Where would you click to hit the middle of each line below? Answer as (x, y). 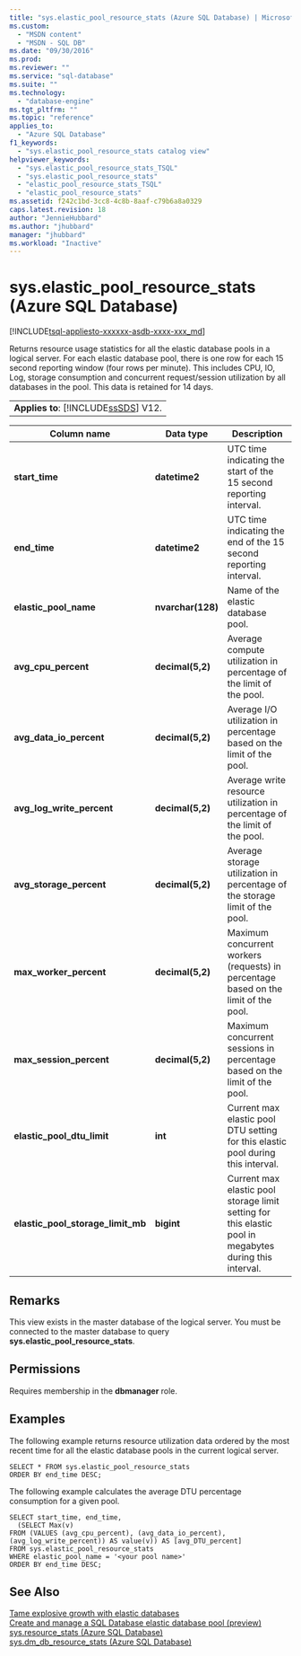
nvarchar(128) (187, 607)
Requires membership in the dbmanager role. (93, 1391)
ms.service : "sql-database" (62, 76)
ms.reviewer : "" (39, 68)
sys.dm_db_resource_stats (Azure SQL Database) (101, 1642)
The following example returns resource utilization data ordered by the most (150, 1440)
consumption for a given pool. (64, 1501)
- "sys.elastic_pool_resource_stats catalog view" (114, 151)
